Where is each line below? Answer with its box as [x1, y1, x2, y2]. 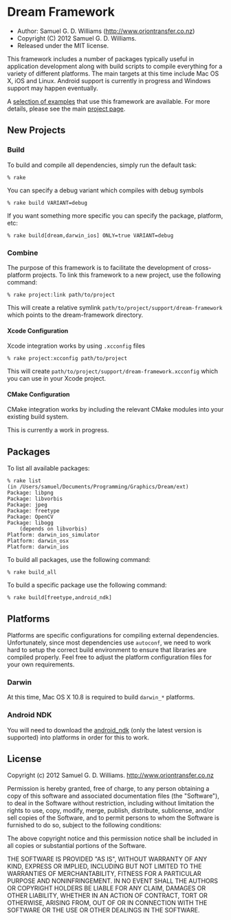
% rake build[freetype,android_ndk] [7, 594, 112, 601]
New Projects [7, 124, 66, 136]
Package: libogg [7, 519, 54, 526]
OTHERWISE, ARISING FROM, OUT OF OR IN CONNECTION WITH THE [7, 899, 208, 907]
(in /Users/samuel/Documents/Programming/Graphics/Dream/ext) [7, 484, 189, 491]
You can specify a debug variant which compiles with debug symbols [7, 186, 204, 194]
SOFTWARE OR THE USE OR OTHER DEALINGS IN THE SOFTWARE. [7, 906, 200, 915]
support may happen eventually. [7, 84, 98, 92]
